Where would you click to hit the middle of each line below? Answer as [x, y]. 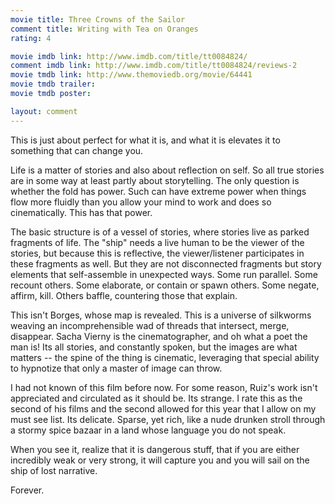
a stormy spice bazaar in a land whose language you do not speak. [148, 430]
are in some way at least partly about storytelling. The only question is [155, 180]
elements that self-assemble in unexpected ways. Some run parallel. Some [164, 274]
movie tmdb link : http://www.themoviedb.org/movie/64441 [131, 75]
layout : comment [44, 111]
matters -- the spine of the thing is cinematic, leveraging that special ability [165, 357]
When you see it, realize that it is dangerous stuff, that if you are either [155, 449]
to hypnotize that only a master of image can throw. [116, 368]
